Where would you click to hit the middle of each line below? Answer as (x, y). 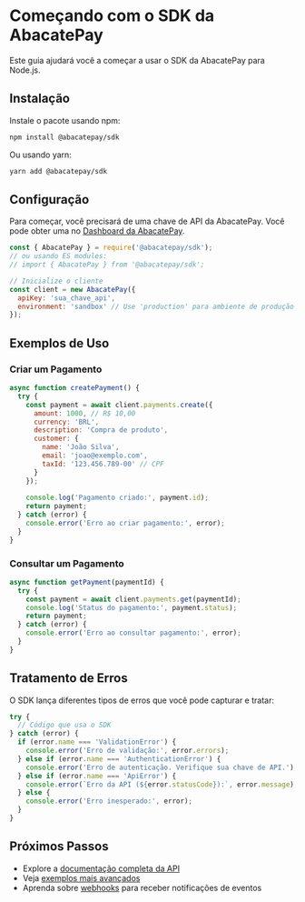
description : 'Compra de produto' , (101, 430)
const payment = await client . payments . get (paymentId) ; (134, 599)
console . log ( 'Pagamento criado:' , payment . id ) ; (117, 498)
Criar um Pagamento (56, 369)
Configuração (49, 200)
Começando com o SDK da (112, 16)
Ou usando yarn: (41, 155)
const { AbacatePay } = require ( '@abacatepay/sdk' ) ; (111, 248)
